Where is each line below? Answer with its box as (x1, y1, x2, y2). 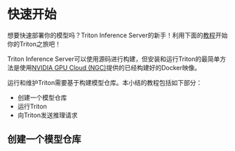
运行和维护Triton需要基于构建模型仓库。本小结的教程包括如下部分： (7, 78, 203, 86)
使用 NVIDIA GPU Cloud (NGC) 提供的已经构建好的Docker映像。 (19, 63, 201, 72)
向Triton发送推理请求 (17, 110, 78, 119)
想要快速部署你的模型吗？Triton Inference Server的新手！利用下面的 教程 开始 (7, 31, 228, 39)
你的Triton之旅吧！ (7, 39, 62, 48)
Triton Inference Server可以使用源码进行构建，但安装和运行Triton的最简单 (7, 54, 220, 63)
